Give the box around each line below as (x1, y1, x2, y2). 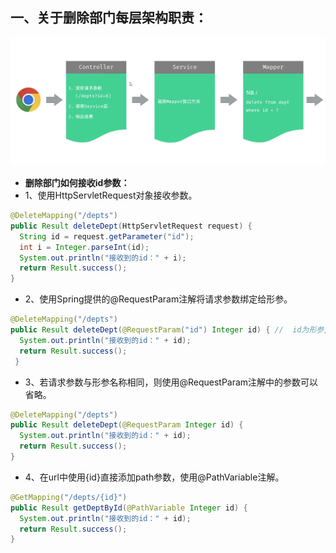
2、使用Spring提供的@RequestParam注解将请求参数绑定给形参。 (24, 293, 293, 305)
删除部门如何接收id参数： (24, 177, 130, 189)
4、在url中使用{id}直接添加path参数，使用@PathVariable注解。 (24, 471, 285, 483)
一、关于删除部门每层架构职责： (10, 9, 208, 27)
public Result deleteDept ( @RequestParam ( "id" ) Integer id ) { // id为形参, (10, 325, 329, 335)
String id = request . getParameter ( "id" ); (19, 231, 195, 242)
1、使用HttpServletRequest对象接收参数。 (24, 189, 198, 202)
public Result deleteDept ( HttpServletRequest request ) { (10, 221, 253, 231)
